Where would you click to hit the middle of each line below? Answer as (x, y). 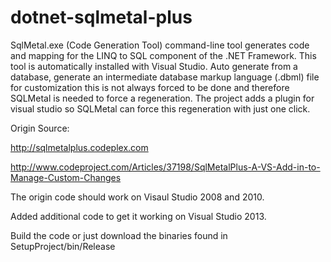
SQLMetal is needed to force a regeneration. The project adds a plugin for (162, 98)
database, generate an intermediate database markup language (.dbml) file (165, 77)
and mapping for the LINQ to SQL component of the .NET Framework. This (163, 55)
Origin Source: (40, 128)
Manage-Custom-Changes (66, 177)
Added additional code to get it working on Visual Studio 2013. (138, 216)
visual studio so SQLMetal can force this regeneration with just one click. (160, 108)
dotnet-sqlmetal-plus (101, 17)
